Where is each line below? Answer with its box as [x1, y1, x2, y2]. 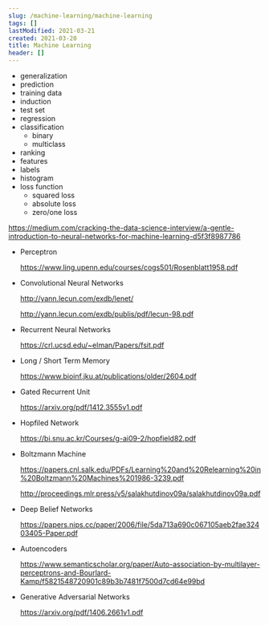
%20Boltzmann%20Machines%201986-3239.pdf [19, 473, 185, 482]
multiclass [31, 140, 66, 148]
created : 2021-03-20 [8, 34, 78, 43]
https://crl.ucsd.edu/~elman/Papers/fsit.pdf [19, 340, 165, 350]
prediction [19, 79, 55, 89]
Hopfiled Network [19, 418, 79, 428]
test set [19, 105, 46, 115]
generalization [19, 71, 68, 80]
